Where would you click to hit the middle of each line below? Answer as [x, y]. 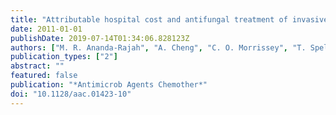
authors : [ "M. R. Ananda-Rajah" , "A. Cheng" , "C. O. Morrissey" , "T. [158, 47]
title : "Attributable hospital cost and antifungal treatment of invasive [169, 19]
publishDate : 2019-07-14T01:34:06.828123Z [100, 38]
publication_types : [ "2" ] [64, 57]
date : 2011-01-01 [46, 29]
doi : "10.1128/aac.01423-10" [71, 94]
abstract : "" [37, 66]
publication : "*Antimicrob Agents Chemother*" [109, 85]
